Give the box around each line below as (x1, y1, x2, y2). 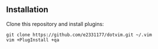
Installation (6, 5, 49, 15)
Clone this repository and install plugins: (6, 20, 104, 27)
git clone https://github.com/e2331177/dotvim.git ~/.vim (6, 32, 152, 38)
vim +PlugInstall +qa (6, 37, 60, 43)
